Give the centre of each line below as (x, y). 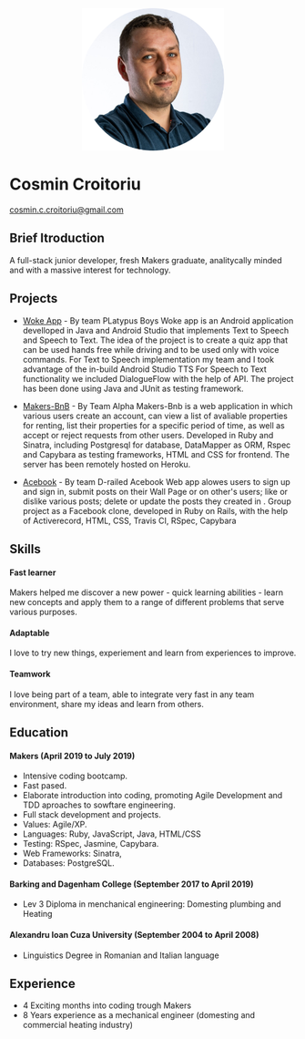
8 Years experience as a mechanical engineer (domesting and (139, 1015)
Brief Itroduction (57, 238)
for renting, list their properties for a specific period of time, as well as (153, 425)
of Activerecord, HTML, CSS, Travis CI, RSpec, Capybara (129, 520)
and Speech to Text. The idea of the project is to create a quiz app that (155, 340)
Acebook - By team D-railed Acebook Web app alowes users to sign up (157, 481)
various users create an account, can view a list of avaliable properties (155, 416)
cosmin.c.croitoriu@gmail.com (67, 210)
